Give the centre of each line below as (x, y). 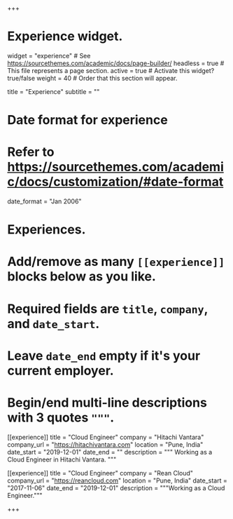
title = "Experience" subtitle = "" (54, 91)
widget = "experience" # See (49, 55)
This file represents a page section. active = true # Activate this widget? (111, 70)
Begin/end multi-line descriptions (107, 403)
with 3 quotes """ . (61, 417)
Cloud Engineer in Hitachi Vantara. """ (62, 459)
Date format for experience (87, 120)
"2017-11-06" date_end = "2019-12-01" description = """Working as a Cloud (116, 487)
